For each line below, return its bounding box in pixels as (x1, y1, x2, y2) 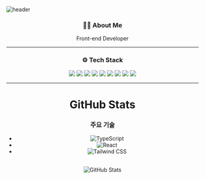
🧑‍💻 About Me (82, 21, 123, 29)
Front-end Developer (76, 35, 129, 42)
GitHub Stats (69, 98, 136, 111)
